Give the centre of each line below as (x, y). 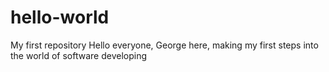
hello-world (60, 17)
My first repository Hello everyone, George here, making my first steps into (164, 45)
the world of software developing (79, 55)
